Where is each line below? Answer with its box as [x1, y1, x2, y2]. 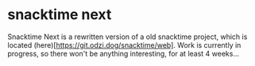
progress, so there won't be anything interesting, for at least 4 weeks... [7, 49, 240, 58]
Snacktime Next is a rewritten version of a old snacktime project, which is [7, 32, 248, 41]
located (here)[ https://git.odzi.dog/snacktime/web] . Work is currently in [7, 40, 241, 49]
